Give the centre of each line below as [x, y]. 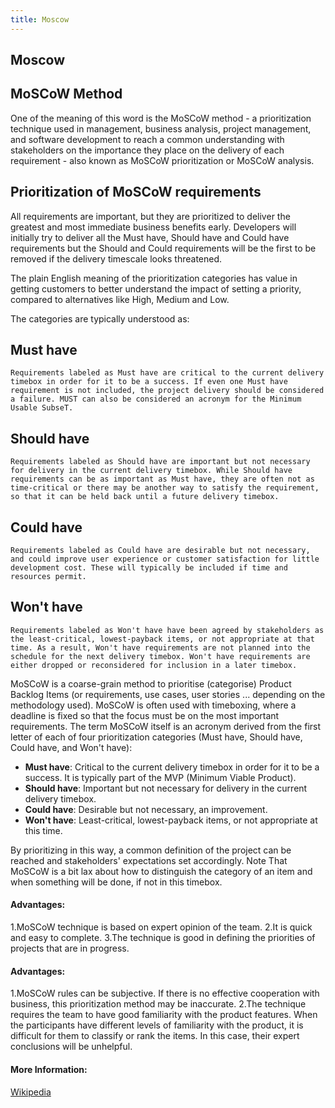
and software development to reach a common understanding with [147, 139]
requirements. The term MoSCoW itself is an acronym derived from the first [166, 726]
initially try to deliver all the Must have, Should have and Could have [150, 237]
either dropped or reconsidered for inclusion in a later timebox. [154, 665]
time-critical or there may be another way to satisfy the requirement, [165, 488]
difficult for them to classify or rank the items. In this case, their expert [155, 1036]
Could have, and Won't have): [71, 747]
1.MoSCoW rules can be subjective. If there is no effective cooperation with [165, 993]
